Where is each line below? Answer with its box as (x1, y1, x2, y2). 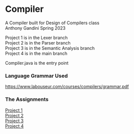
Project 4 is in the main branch (5, 50, 68, 56)
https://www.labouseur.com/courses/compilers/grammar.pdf (5, 84, 130, 89)
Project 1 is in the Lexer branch (5, 35, 68, 41)
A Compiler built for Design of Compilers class (5, 20, 100, 26)
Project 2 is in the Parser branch (5, 40, 71, 45)
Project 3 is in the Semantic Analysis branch (5, 45, 95, 51)
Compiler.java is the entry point (5, 60, 69, 66)
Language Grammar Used (5, 72, 68, 79)
